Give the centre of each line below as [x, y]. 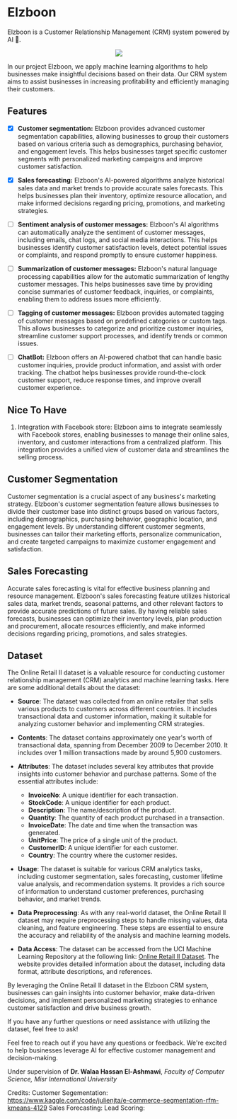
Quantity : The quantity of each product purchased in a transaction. [126, 817]
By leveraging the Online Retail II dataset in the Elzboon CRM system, [108, 985]
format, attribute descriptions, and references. [85, 972]
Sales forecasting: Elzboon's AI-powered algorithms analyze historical [121, 180]
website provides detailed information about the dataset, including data [121, 964]
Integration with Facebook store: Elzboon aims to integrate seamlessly [120, 427]
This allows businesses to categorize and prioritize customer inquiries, [120, 328]
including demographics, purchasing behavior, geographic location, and [112, 519]
